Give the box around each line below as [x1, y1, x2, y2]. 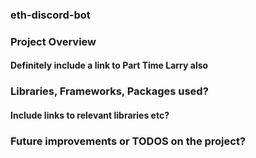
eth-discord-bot [10, 8, 91, 22]
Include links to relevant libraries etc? [10, 109, 170, 121]
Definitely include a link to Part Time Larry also [10, 59, 209, 72]
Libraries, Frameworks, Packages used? [10, 84, 209, 98]
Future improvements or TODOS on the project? [10, 134, 247, 148]
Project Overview [10, 34, 97, 48]
